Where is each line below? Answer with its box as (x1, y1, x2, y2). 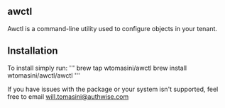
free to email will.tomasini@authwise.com (7, 92, 129, 101)
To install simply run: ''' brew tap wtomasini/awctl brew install (7, 64, 187, 72)
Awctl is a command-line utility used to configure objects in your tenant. (7, 24, 218, 32)
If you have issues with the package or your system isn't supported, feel (7, 85, 219, 93)
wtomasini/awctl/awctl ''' (7, 71, 80, 80)
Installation (7, 45, 58, 57)
